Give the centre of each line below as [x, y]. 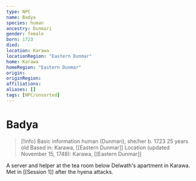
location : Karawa [28, 51]
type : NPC [19, 12]
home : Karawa [22, 62]
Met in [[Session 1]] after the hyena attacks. [60, 171]
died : [13, 45]
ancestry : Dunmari [29, 28]
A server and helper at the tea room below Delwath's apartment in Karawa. [98, 165]
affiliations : [24, 84]
